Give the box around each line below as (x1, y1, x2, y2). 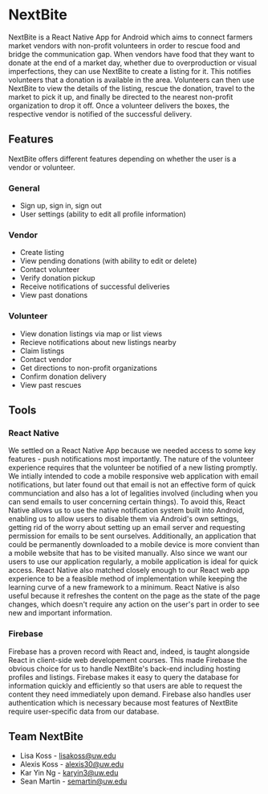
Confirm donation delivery (19, 372, 107, 381)
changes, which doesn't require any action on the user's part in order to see (8, 599, 260, 609)
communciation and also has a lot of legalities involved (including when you (8, 488, 258, 498)
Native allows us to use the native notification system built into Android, (8, 505, 245, 516)
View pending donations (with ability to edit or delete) (19, 256, 197, 266)
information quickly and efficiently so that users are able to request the (8, 681, 243, 690)
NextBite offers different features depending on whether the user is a (8, 154, 237, 163)
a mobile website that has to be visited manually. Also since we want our (8, 549, 248, 558)
